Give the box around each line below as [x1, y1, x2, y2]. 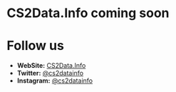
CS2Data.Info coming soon [6, 5, 170, 21]
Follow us [6, 38, 65, 54]
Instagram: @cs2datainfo [16, 76, 93, 85]
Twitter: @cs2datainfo [16, 69, 83, 78]
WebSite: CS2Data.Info [16, 61, 86, 70]
